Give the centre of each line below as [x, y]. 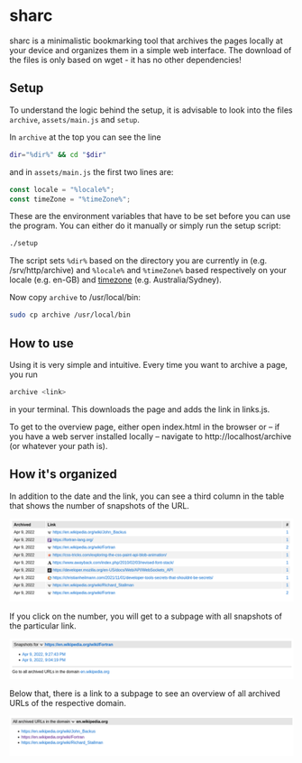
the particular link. [43, 626]
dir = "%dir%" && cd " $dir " [58, 154]
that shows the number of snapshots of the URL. [99, 505]
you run [24, 374]
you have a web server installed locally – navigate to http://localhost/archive [151, 436]
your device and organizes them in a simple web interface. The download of [151, 50]
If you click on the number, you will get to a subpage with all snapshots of [146, 616]
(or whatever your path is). [59, 446]
